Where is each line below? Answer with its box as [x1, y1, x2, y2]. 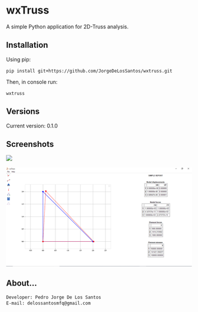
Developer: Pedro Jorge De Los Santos [6, 294, 101, 300]
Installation [6, 40, 48, 50]
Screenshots [6, 139, 54, 149]
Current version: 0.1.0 [6, 122, 58, 129]
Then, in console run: [6, 78, 58, 86]
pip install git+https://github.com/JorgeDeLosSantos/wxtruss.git [6, 68, 173, 74]
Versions [6, 107, 40, 117]
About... [6, 278, 37, 288]
